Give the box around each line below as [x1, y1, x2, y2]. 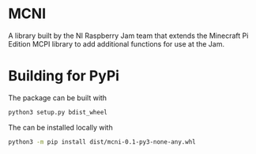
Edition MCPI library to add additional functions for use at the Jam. [8, 39, 225, 48]
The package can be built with [8, 92, 107, 103]
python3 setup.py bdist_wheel [8, 108, 108, 116]
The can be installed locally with [8, 122, 113, 132]
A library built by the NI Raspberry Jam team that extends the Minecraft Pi [8, 31, 249, 40]
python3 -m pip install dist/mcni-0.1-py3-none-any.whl [8, 137, 196, 146]
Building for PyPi [8, 67, 120, 85]
